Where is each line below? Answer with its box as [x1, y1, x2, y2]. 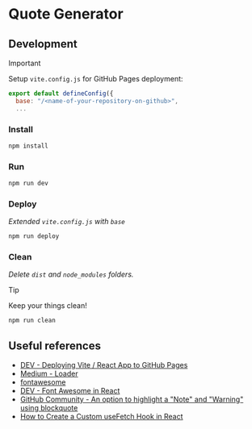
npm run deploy [8, 232, 60, 240]
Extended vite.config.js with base [8, 217, 125, 227]
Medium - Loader [19, 369, 78, 379]
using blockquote [19, 403, 78, 413]
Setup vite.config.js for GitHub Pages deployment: [8, 74, 183, 83]
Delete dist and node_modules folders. [8, 269, 134, 279]
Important [8, 58, 41, 68]
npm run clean [8, 316, 57, 325]
